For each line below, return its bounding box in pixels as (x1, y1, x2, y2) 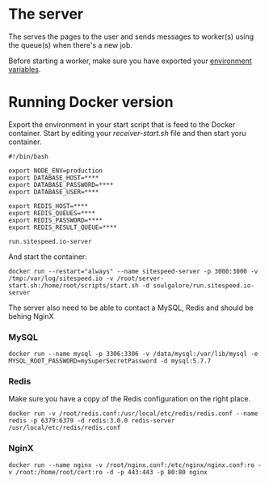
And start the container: (8, 252, 87, 261)
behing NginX (8, 311, 54, 321)
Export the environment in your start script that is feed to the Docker (8, 119, 236, 129)
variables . (8, 64, 41, 74)
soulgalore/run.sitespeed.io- (153, 281, 254, 290)
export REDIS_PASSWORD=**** (8, 216, 103, 224)
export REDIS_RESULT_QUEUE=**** (8, 223, 117, 231)
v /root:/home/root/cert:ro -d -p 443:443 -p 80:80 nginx (8, 468, 208, 476)
